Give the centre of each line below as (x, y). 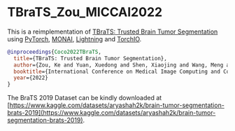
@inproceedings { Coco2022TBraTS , (54, 52)
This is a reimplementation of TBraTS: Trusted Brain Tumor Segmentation (113, 32)
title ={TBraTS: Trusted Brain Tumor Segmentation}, (91, 58)
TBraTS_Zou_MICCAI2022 (85, 12)
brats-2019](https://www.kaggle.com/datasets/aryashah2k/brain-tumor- (112, 113)
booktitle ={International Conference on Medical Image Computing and (117, 71)
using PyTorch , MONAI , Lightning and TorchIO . (74, 39)
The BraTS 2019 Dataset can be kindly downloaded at (85, 98)
